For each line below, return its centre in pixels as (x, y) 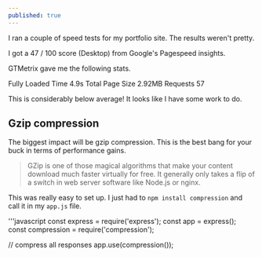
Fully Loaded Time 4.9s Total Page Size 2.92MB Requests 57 (107, 83)
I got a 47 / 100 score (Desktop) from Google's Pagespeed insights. (117, 53)
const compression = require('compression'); (81, 229)
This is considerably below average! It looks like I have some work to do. (125, 98)
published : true (35, 15)
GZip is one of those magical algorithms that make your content (130, 166)
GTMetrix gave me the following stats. (69, 68)
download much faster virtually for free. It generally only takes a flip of (141, 174)
